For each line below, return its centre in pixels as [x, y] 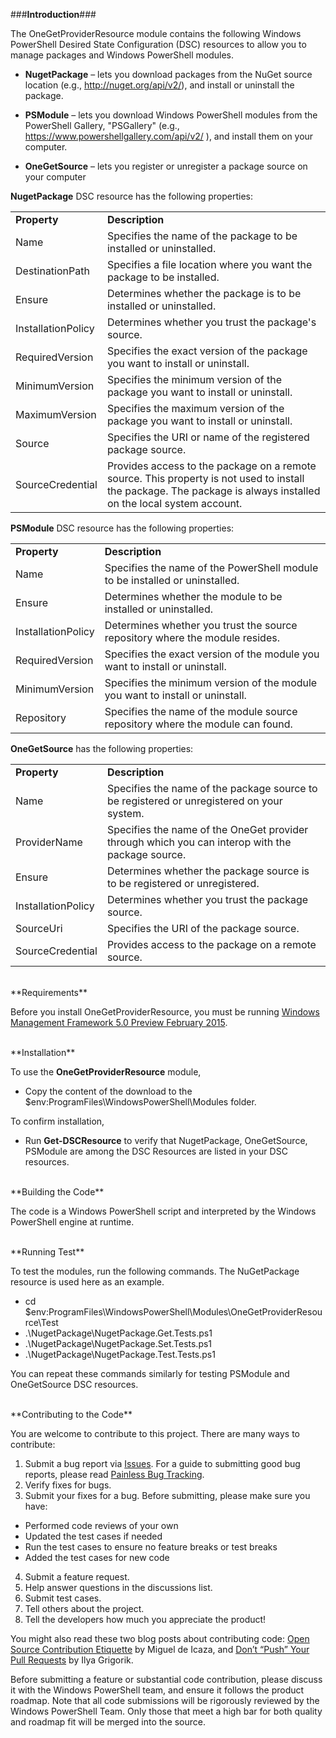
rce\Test [41, 1322]
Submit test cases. [63, 1598]
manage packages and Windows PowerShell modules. [122, 55]
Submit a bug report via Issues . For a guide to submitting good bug [162, 1463]
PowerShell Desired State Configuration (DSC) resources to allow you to [158, 44]
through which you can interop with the [199, 842]
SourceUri [39, 928]
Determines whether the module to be [193, 596]
